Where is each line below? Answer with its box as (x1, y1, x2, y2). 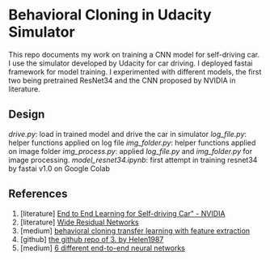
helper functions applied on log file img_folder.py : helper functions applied (8, 138, 256, 147)
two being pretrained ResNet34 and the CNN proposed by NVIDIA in (8, 75, 236, 85)
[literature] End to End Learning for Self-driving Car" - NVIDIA (19, 208, 226, 218)
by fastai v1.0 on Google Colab (8, 164, 111, 173)
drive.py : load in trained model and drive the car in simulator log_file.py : (8, 129, 247, 139)
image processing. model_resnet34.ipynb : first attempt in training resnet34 (8, 155, 258, 164)
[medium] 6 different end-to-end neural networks (19, 243, 186, 253)
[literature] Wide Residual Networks (19, 217, 139, 227)
